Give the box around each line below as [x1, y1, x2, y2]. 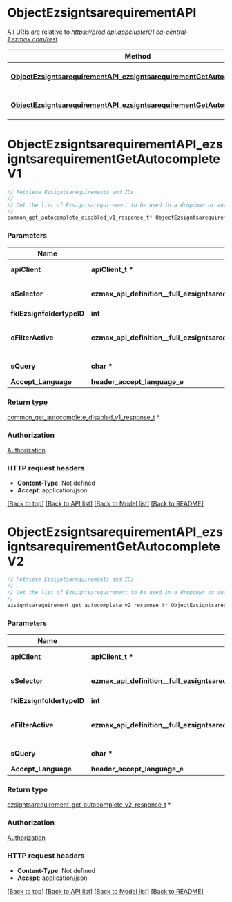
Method [124, 51, 151, 61]
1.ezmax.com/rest [7, 35, 58, 43]
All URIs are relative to [7, 28, 70, 36]
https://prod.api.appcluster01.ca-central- [71, 28, 189, 36]
